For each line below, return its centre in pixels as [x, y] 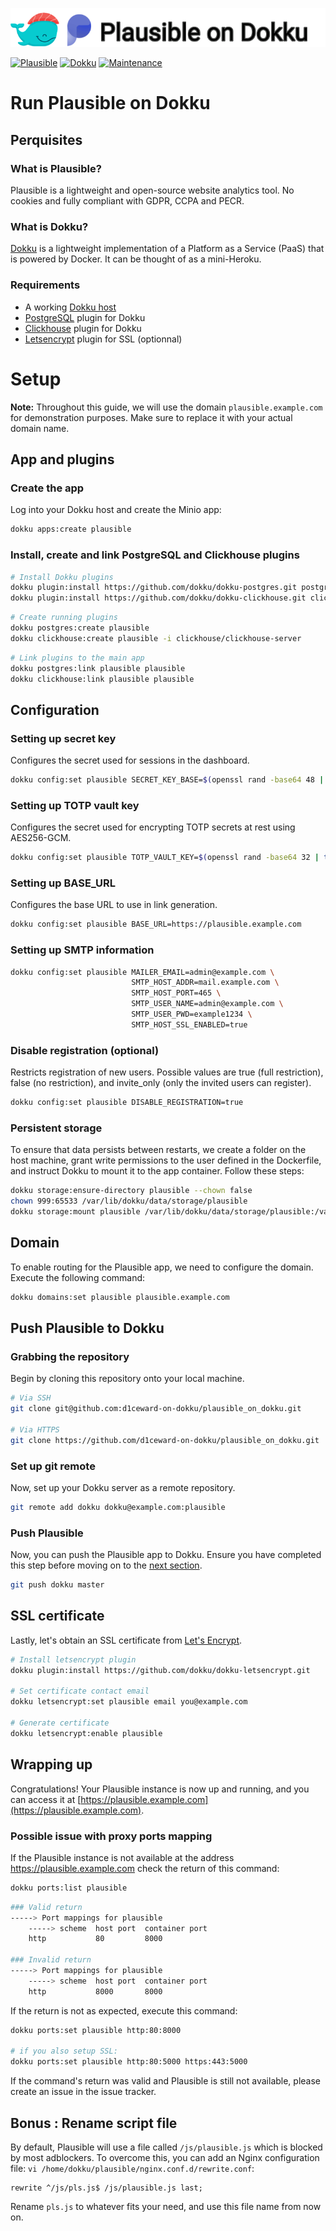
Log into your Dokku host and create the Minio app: [116, 510]
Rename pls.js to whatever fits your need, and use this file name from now [166, 2207]
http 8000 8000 [95, 1991]
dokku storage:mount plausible [75, 1212]
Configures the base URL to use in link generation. [114, 905]
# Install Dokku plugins [62, 577]
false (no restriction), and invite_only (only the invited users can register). [161, 1083]
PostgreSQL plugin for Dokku [85, 317]
